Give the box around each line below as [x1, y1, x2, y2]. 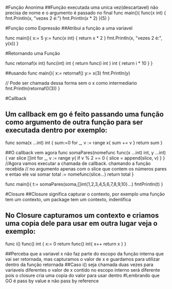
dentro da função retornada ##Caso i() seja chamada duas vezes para [5, 261, 154, 268]
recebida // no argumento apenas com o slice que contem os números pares [5, 165, 167, 172]
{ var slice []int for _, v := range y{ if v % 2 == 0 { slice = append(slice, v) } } [5, 155, 165, 161]
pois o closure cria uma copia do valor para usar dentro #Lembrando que [5, 272, 160, 278]
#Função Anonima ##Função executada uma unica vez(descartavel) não [5, 5, 159, 10]
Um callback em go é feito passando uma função [5, 110, 164, 119]
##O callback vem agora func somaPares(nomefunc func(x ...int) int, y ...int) [5, 149, 166, 155]
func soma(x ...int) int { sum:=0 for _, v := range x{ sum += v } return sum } [5, 139, 163, 146]
